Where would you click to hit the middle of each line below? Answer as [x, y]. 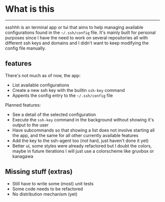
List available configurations [41, 85]
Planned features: [23, 105]
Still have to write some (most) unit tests [53, 183]
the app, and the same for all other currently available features [75, 135]
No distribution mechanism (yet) [45, 194]
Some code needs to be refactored [48, 189]
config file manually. [26, 48]
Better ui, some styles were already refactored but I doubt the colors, [82, 145]
